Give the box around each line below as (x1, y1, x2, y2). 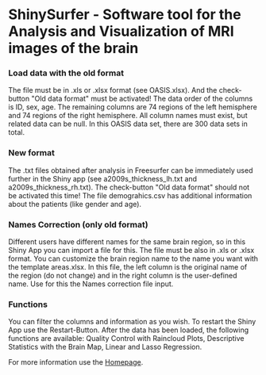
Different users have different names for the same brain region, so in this (8, 237, 246, 247)
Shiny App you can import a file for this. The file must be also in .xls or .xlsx (8, 246, 255, 255)
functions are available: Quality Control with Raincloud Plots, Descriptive (8, 334, 245, 343)
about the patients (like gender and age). (8, 199, 141, 209)
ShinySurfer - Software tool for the (8, 6, 241, 24)
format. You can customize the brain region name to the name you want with (8, 254, 259, 263)
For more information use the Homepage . (8, 358, 144, 367)
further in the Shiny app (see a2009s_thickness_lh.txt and (8, 174, 197, 183)
